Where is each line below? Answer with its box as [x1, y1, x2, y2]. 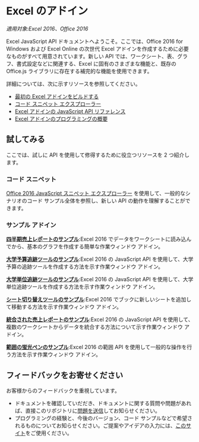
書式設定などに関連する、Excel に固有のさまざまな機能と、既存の [16, 60, 177, 67]
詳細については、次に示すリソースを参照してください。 [6, 80, 141, 87]
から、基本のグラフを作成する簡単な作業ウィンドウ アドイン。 [11, 243, 164, 250]
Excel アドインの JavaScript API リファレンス [14, 107, 126, 115]
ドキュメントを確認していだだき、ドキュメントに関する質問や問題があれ [14, 400, 192, 407]
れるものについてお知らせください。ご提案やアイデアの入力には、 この [14, 422, 186, 429]
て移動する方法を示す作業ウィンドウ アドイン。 [6, 303, 122, 310]
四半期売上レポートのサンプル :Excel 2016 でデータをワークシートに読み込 [6, 235, 187, 243]
